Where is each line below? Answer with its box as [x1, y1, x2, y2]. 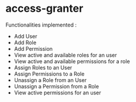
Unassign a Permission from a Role [14, 83, 99, 90]
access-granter [5, 2, 84, 15]
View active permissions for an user [14, 89, 101, 96]
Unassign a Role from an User [14, 76, 87, 84]
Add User [14, 32, 38, 40]
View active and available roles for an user [14, 51, 117, 58]
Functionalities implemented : [5, 21, 77, 28]
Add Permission [14, 45, 53, 52]
